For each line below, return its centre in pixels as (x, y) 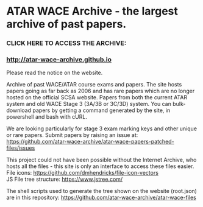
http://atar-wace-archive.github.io (59, 60)
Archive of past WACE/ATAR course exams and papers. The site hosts (94, 85)
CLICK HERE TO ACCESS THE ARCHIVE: (66, 43)
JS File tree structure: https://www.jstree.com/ (65, 179)
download (19, 110)
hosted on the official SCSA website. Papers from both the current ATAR (97, 97)
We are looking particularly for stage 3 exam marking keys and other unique (101, 128)
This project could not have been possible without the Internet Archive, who (101, 160)
